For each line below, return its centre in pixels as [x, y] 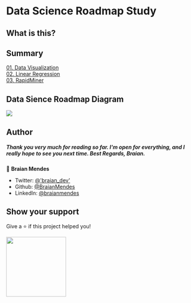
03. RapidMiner [25, 80]
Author [19, 132]
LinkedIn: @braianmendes [47, 193]
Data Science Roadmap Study [81, 11]
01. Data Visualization [33, 68]
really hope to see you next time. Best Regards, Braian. [76, 154]
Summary [25, 53]
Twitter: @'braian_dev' [42, 180]
